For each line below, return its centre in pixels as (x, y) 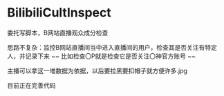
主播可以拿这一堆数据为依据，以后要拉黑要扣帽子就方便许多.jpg (97, 70)
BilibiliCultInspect (59, 13)
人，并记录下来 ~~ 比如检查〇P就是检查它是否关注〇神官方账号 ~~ (101, 56)
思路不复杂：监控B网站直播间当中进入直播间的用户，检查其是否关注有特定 (112, 47)
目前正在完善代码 (31, 85)
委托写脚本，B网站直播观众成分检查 (58, 32)
